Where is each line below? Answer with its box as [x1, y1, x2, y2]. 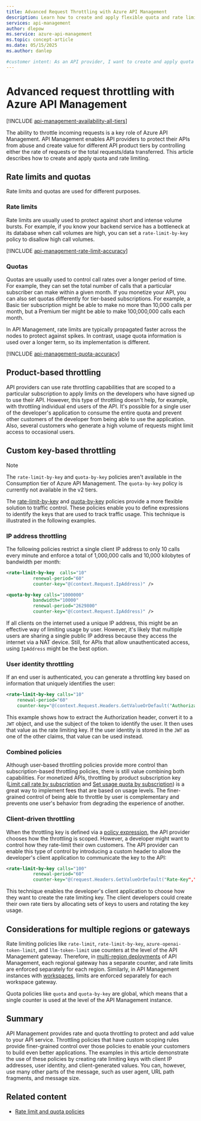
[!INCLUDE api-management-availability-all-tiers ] [6, 117, 127, 124]
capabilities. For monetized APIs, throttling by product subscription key [6, 774, 181, 782]
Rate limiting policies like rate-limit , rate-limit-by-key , [6, 940, 145, 947]
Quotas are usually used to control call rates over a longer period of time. [6, 276, 187, 283]
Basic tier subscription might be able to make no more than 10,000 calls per [6, 301, 193, 308]
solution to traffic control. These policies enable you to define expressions [6, 504, 189, 511]
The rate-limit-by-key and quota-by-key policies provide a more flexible [6, 497, 183, 505]
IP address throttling [6, 532, 67, 540]
